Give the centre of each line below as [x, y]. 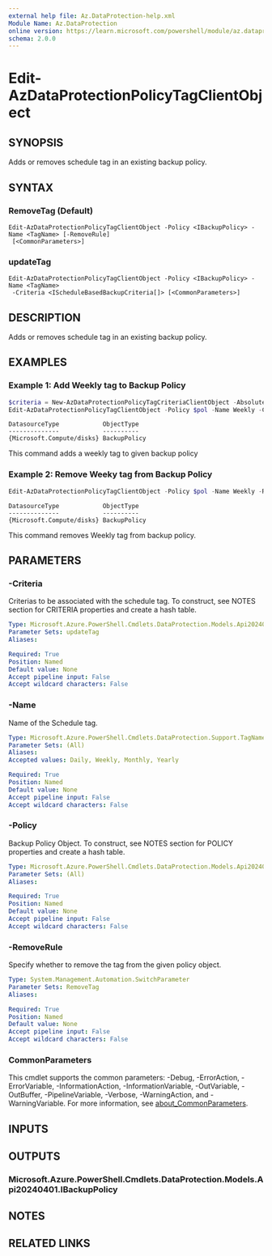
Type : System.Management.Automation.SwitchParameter [99, 980]
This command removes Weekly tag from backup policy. [102, 535]
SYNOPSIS [36, 142]
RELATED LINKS [49, 1243]
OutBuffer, [25, 1095]
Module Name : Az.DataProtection [63, 23]
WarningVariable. [37, 1103]
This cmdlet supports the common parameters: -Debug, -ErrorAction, [124, 1078]
